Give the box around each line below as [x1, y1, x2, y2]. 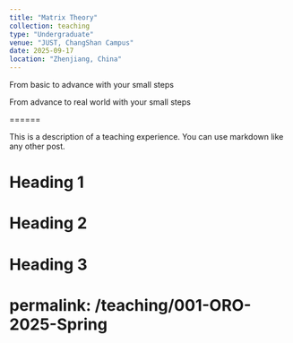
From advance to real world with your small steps [9, 97, 191, 107]
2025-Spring [9, 314, 108, 334]
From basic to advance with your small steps [9, 80, 175, 90]
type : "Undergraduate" [9, 30, 94, 39]
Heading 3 [9, 254, 88, 274]
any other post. [9, 141, 65, 151]
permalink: [9, 295, 91, 315]
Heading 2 [9, 213, 88, 234]
